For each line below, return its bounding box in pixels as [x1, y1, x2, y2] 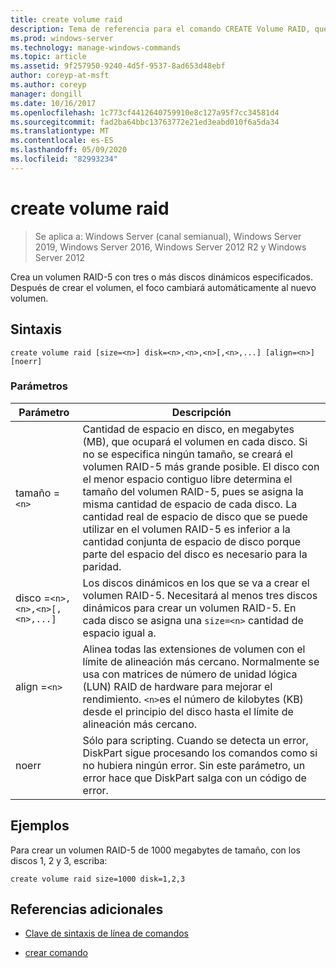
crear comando [24, 947, 88, 959]
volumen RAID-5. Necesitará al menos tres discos [82, 588, 318, 602]
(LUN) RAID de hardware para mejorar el [82, 679, 273, 693]
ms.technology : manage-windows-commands [10, 42, 182, 53]
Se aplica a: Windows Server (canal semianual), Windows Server [34, 230, 302, 242]
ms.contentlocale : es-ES [10, 136, 114, 146]
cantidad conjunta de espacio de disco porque [82, 534, 302, 548]
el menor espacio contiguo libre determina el [82, 472, 293, 486]
